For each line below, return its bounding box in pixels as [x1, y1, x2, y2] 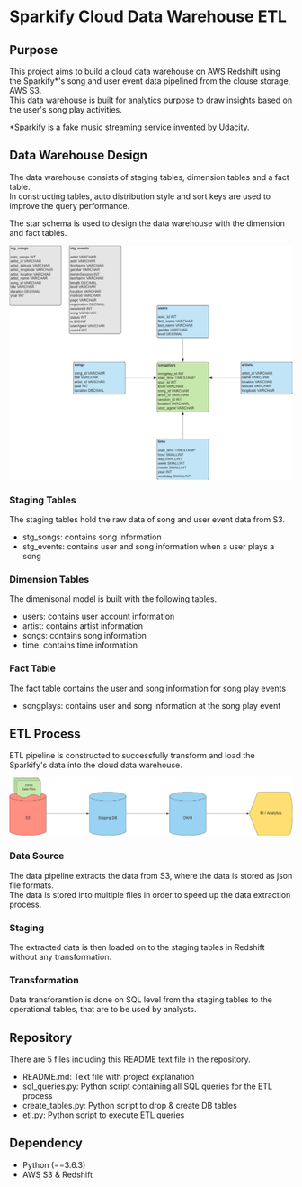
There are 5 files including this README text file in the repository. [9, 1054, 252, 1065]
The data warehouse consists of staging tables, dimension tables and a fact [9, 171, 289, 182]
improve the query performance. [9, 200, 130, 211]
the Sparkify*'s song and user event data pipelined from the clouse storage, [9, 76, 291, 86]
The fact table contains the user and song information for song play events [9, 683, 286, 693]
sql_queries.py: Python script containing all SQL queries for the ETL [22, 1081, 272, 1092]
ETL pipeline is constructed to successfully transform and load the [9, 750, 255, 761]
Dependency [9, 1136, 83, 1151]
